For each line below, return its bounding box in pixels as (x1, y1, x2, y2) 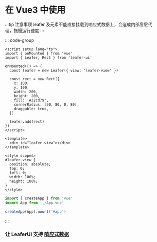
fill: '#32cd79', (14, 98, 49, 103)
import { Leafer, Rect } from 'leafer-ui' (5, 55, 92, 60)
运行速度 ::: (21, 27, 45, 33)
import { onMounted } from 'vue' (5, 51, 73, 56)
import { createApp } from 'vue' (5, 196, 73, 201)
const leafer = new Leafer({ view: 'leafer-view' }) (9, 68, 119, 73)
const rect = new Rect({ (9, 76, 60, 81)
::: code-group (5, 37, 34, 43)
